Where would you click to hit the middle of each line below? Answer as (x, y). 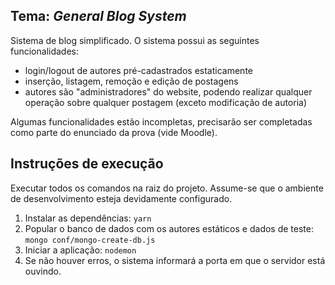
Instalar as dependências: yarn (88, 218)
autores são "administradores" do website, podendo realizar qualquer (168, 91)
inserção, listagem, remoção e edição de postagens (131, 81)
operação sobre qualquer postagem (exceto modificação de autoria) (166, 102)
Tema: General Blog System (98, 16)
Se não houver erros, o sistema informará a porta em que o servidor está (175, 260)
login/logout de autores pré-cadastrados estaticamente (138, 70)
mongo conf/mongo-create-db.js (90, 240)
